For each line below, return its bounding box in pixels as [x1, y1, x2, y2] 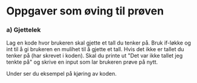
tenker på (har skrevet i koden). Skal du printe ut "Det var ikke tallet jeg [6, 52, 183, 60]
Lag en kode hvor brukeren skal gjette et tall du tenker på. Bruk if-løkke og [6, 39, 192, 46]
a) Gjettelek [6, 26, 41, 34]
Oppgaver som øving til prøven [6, 4, 164, 18]
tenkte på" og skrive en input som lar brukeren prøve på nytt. [6, 58, 158, 66]
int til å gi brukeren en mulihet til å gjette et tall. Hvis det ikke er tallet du [6, 46, 184, 53]
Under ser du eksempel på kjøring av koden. [6, 70, 117, 78]
